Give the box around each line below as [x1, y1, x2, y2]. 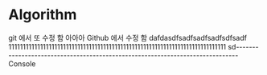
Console [8, 58, 36, 69]
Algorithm [8, 6, 77, 24]
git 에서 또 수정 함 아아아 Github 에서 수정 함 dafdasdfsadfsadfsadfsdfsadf [8, 33, 248, 42]
